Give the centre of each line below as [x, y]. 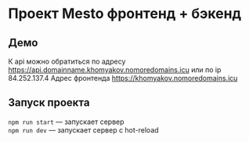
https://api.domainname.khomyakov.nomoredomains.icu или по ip [115, 70]
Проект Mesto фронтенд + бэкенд [125, 14]
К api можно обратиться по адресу [67, 61]
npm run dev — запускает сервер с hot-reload [83, 129]
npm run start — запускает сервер [66, 122]
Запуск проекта [49, 103]
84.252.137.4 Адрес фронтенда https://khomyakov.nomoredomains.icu [123, 78]
